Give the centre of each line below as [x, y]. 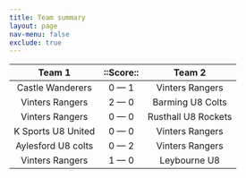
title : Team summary [48, 17]
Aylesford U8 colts [55, 146]
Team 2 [190, 72]
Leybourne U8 [190, 160]
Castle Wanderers [54, 88]
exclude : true [36, 42]
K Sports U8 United [55, 131]
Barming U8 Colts [190, 102]
